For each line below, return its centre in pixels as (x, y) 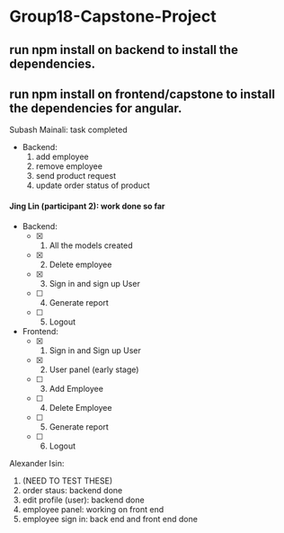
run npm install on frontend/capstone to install (142, 94)
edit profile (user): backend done (84, 500)
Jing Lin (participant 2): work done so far (87, 206)
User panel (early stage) (94, 369)
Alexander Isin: (37, 463)
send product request (76, 176)
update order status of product (93, 185)
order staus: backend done (72, 490)
